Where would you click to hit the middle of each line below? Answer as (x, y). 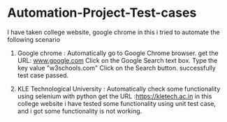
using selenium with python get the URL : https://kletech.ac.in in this (115, 96)
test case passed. (43, 75)
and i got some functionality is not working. (80, 111)
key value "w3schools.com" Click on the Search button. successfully (117, 68)
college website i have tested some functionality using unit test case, (117, 103)
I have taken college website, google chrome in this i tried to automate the (113, 32)
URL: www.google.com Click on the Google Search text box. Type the (117, 60)
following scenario (34, 39)
